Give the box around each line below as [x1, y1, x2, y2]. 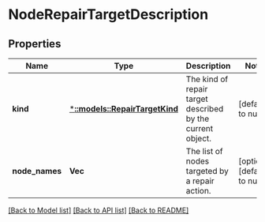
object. [185, 133, 211, 144]
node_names [12, 166, 62, 176]
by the [185, 113, 210, 124]
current [185, 123, 214, 134]
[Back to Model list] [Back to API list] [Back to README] [8, 205, 189, 215]
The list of [185, 146, 223, 156]
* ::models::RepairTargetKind [69, 103, 179, 114]
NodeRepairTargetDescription [8, 6, 209, 24]
